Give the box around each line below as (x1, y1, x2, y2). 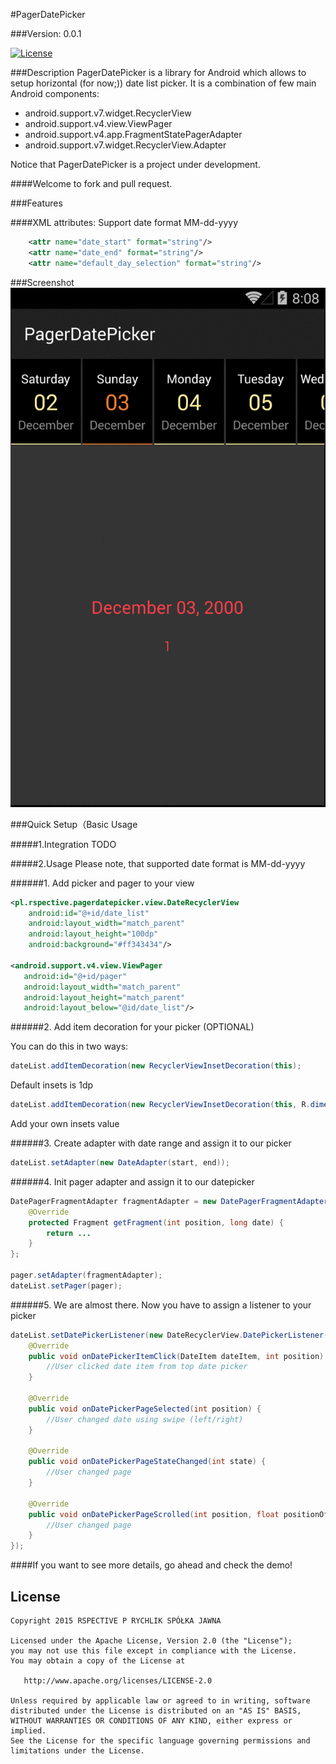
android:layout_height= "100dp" (28, 929, 159, 939)
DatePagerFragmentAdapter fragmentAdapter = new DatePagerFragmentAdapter (10, 1196, 329, 1206)
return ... (46, 1228, 92, 1238)
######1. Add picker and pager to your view (10, 877, 195, 889)
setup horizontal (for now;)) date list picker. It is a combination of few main (10, 77, 317, 89)
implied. (10, 1726, 47, 1736)
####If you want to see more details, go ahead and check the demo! (10, 1559, 293, 1571)
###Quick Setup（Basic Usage (10, 818, 138, 830)
